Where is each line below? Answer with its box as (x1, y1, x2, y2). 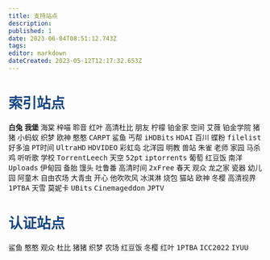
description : (8, 19, 52, 27)
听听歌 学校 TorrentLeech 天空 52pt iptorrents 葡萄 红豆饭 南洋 (17, 153, 243, 162)
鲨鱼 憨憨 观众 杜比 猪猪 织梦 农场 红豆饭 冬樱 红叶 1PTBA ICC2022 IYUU (8, 243, 249, 252)
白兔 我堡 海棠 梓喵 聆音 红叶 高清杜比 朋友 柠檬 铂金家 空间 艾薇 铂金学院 (8, 123, 251, 132)
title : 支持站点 (8, 11, 58, 20)
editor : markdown (8, 49, 67, 57)
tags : (8, 42, 27, 50)
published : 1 (8, 27, 52, 35)
